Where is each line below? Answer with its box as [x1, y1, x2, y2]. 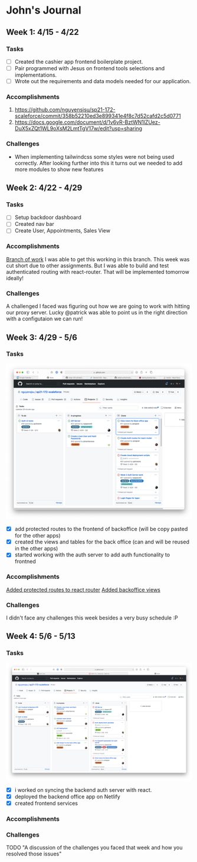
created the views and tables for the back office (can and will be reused [14, 538, 190, 546]
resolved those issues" [6, 850, 62, 857]
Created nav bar [14, 221, 54, 228]
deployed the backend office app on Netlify [14, 793, 121, 800]
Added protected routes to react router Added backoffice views [6, 586, 160, 593]
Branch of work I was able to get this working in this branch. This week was [6, 255, 190, 263]
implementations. [14, 71, 57, 78]
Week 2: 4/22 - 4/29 [6, 183, 83, 193]
